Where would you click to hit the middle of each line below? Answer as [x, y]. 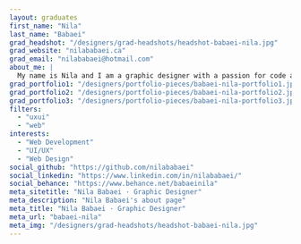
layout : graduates [43, 17]
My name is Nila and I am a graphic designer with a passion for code [152, 76]
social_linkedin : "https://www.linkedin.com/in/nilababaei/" [126, 175]
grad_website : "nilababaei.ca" [68, 51]
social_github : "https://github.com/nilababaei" [102, 167]
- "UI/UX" [35, 150]
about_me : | [31, 68]
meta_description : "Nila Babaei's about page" [98, 201]
